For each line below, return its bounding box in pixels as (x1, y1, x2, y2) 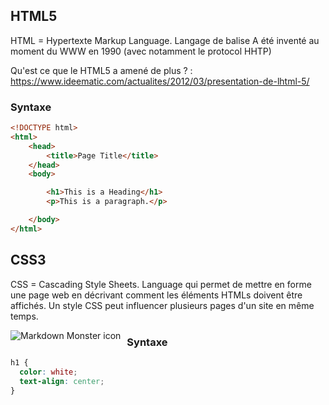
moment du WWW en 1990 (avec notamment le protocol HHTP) (10, 45, 272, 57)
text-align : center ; (19, 376, 105, 386)
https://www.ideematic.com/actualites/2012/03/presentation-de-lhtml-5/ (10, 75, 310, 87)
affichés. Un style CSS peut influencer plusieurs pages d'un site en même (10, 299, 315, 311)
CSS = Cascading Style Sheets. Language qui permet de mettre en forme (10, 278, 312, 290)
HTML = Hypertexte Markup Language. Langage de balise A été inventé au (10, 34, 320, 46)
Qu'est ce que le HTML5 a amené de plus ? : (10, 64, 193, 76)
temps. (10, 310, 39, 322)
